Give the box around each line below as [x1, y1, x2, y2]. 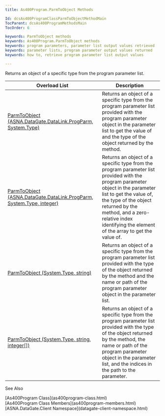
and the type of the [102, 133, 146, 140]
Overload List [36, 82, 69, 89]
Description [115, 82, 144, 89]
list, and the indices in [102, 360, 152, 367]
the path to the [102, 366, 136, 373]
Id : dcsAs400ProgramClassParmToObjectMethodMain [5, 16, 107, 21]
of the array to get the [102, 227, 152, 234]
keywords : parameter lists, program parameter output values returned [5, 48, 153, 53]
